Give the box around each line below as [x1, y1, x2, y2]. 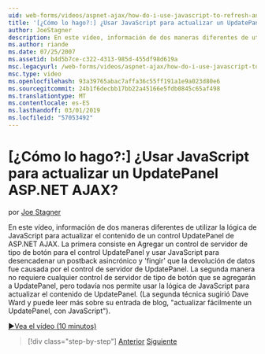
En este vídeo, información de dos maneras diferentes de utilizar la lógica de [8, 222, 257, 232]
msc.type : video [8, 70, 62, 78]
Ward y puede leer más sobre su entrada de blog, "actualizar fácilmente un [8, 297, 252, 307]
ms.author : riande [8, 41, 69, 49]
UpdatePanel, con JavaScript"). [8, 306, 111, 315]
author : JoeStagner [8, 26, 73, 34]
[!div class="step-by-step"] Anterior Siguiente [27, 336, 177, 346]
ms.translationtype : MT [8, 92, 87, 100]
